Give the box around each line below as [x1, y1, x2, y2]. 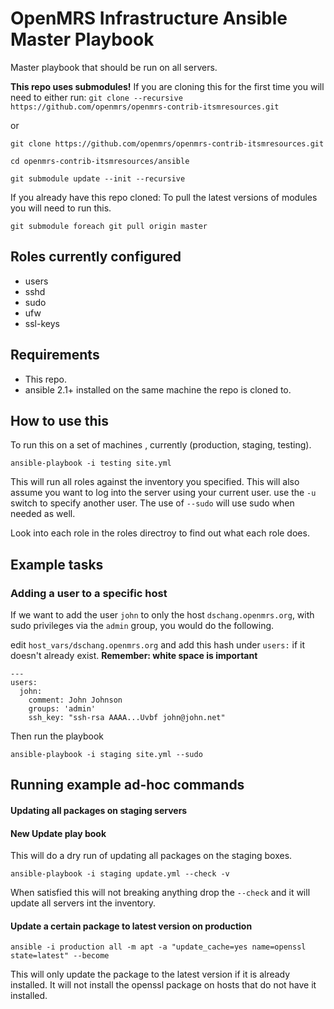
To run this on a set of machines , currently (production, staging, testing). [10, 439, 312, 451]
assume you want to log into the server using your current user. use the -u [10, 487, 317, 499]
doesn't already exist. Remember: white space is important [10, 650, 258, 662]
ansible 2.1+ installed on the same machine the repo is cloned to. [24, 383, 292, 396]
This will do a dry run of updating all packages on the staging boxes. [10, 850, 293, 862]
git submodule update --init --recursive [10, 173, 186, 184]
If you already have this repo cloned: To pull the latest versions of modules [10, 191, 318, 203]
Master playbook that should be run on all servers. [10, 61, 218, 73]
